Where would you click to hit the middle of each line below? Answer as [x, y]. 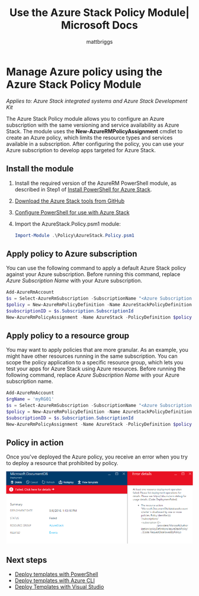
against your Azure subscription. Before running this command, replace [93, 274]
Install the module [40, 169]
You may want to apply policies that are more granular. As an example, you [97, 350]
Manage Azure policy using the [84, 72]
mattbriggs [99, 41]
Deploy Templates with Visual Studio [59, 587]
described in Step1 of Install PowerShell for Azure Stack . [83, 189]
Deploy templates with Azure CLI [54, 581]
